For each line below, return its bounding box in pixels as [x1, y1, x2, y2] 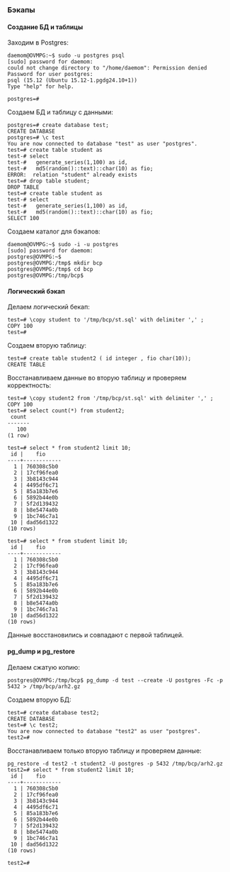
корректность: [7, 381, 52, 390]
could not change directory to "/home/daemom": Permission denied [7, 65, 207, 72]
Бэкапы [7, 5, 35, 15]
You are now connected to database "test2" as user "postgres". [7, 727, 201, 735]
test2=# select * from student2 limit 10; [7, 766, 134, 773]
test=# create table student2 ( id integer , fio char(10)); [7, 355, 192, 363]
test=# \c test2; [7, 722, 59, 729]
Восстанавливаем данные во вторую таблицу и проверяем [7, 374, 187, 382]
